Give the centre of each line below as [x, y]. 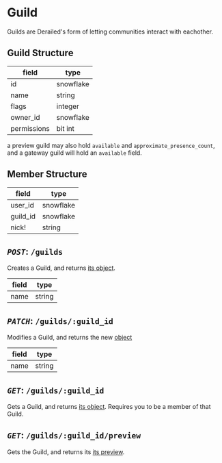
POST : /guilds [35, 251]
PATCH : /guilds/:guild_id [60, 321]
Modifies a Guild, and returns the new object [70, 338]
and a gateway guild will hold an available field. [74, 153]
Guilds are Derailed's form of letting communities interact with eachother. [110, 32]
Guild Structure [40, 53]
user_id [22, 205]
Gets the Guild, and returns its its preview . [66, 452]
